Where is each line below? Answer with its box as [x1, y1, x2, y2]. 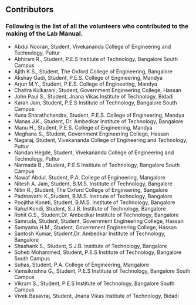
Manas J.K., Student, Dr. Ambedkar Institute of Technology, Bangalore [13, 117, 184, 125]
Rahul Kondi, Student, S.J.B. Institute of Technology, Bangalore [13, 205, 166, 212]
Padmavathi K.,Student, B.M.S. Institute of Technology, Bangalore [13, 192, 173, 199]
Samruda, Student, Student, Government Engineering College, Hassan [13, 217, 184, 225]
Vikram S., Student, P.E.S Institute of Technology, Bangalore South [13, 280, 175, 287]
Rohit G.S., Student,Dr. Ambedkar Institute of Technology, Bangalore [13, 211, 180, 218]
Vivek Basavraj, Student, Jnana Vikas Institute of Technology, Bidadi [13, 292, 180, 299]
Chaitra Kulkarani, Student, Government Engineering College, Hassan [13, 86, 182, 93]
